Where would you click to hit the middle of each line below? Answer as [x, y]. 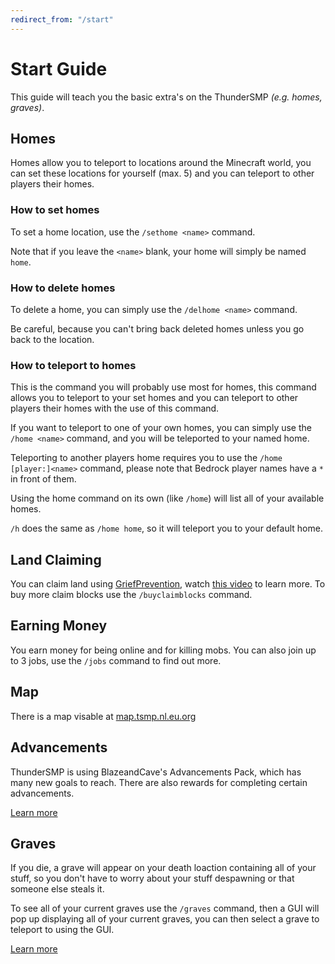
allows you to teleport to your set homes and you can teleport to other [154, 398]
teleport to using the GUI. [62, 930]
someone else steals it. [57, 889]
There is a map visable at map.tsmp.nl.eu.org [103, 716]
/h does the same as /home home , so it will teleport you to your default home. [166, 528]
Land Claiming [56, 559]
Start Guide [59, 68]
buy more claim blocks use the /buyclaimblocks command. [131, 595]
